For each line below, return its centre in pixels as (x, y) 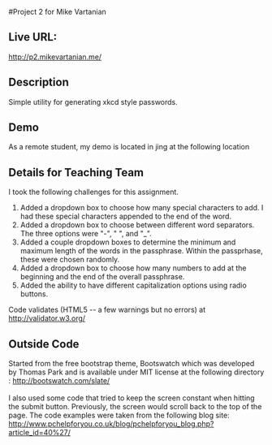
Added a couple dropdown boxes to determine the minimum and (128, 242)
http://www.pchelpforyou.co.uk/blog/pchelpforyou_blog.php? (111, 424)
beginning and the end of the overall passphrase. (102, 277)
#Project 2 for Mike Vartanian (58, 12)
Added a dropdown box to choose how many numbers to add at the (133, 268)
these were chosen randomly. (70, 260)
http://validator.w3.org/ (47, 318)
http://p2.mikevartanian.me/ (55, 57)
